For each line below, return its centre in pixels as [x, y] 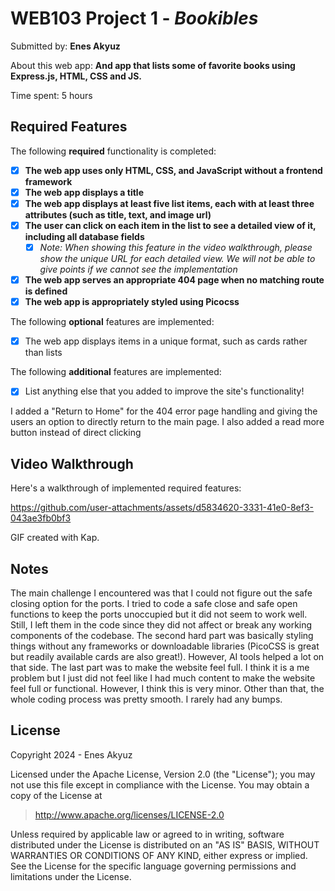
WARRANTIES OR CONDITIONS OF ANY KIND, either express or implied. [159, 855]
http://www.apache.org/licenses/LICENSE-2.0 [129, 814]
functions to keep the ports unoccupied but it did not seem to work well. [159, 614]
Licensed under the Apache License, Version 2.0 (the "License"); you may [163, 774]
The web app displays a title [84, 192]
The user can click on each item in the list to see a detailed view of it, [170, 225]
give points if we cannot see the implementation [138, 269]
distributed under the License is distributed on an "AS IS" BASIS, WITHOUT [165, 844]
